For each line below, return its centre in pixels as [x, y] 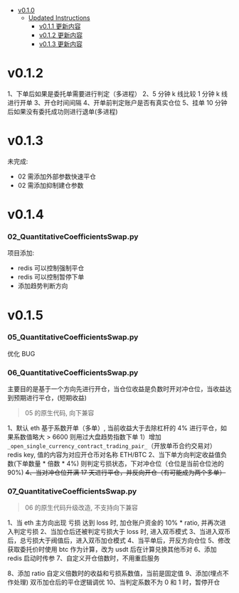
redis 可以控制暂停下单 [51, 277]
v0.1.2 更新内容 [61, 35]
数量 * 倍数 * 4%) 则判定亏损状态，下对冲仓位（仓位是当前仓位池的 [126, 464]
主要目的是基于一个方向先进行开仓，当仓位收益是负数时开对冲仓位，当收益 [116, 389]
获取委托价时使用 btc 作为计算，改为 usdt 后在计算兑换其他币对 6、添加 [112, 550]
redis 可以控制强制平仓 [51, 268]
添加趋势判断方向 [43, 286]
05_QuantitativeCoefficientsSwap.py [73, 337]
